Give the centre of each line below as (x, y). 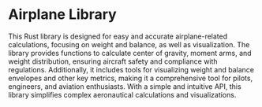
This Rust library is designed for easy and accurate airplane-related (118, 36)
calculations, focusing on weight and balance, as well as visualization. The (129, 44)
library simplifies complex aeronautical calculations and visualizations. (122, 94)
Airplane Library (62, 15)
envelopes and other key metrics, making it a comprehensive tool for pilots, (131, 78)
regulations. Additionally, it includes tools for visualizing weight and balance (131, 69)
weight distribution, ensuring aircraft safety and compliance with (113, 61)
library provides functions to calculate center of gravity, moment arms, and (130, 53)
